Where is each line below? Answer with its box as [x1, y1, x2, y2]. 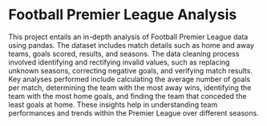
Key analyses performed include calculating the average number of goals [8, 74, 251, 84]
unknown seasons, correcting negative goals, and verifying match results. [8, 65, 253, 75]
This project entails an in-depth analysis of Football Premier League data [8, 32, 249, 41]
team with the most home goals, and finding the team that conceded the [8, 91, 247, 100]
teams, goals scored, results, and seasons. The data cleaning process [8, 49, 240, 58]
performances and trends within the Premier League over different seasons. [8, 108, 259, 117]
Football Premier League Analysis [8, 6, 237, 24]
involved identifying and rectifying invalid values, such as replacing [8, 57, 230, 67]
